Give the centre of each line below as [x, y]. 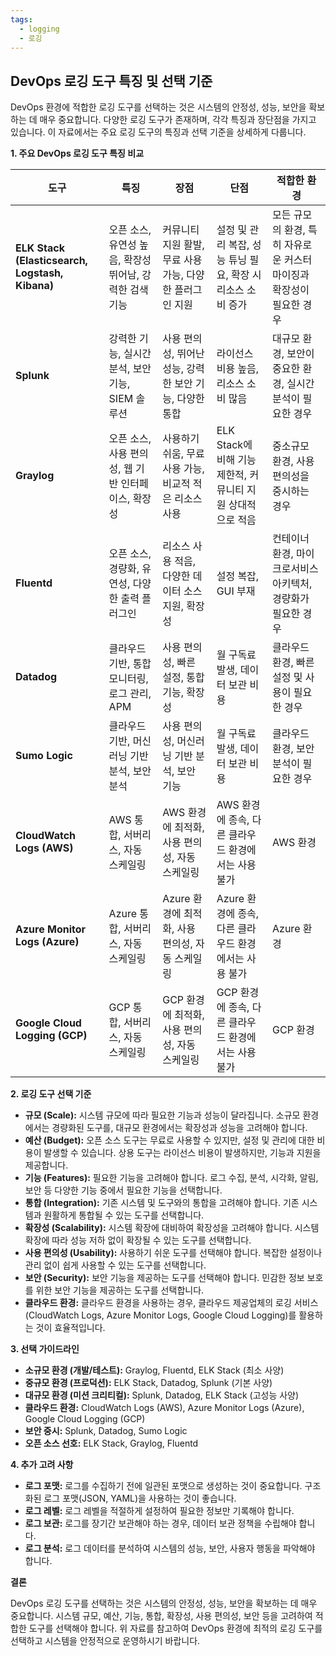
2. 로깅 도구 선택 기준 [51, 1094]
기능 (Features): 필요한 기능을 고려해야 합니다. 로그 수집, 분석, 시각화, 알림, [171, 1178]
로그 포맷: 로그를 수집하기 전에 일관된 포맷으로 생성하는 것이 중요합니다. [163, 1486]
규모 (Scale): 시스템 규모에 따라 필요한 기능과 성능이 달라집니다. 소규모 [162, 1115]
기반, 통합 [130, 664]
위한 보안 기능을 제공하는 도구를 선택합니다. [120, 1290]
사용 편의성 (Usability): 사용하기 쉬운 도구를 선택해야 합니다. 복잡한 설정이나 [173, 1253]
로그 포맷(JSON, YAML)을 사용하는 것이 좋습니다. [140, 1498]
